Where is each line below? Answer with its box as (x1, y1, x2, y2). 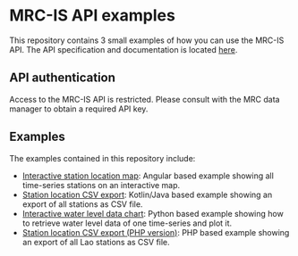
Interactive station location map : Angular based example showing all (21, 170, 275, 181)
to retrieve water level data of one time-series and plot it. (21, 218, 233, 228)
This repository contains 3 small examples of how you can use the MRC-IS (9, 35, 285, 45)
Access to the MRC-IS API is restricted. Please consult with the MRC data (9, 94, 280, 104)
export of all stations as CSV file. (21, 198, 143, 210)
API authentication (9, 70, 116, 86)
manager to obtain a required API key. (9, 103, 149, 114)
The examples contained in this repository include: (9, 153, 196, 163)
